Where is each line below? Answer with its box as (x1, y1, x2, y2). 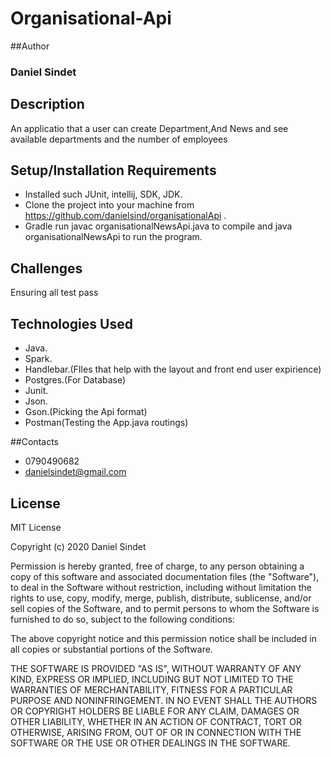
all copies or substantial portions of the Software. (10, 643, 213, 655)
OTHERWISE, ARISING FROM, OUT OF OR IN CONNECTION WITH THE (10, 726, 302, 738)
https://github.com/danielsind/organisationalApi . (24, 210, 227, 222)
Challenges (10, 260, 83, 277)
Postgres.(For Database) (24, 374, 127, 386)
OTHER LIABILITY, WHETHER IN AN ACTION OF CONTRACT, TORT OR (10, 715, 302, 727)
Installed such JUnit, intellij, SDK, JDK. (24, 188, 183, 201)
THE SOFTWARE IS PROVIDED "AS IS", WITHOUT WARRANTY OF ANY (10, 662, 302, 674)
